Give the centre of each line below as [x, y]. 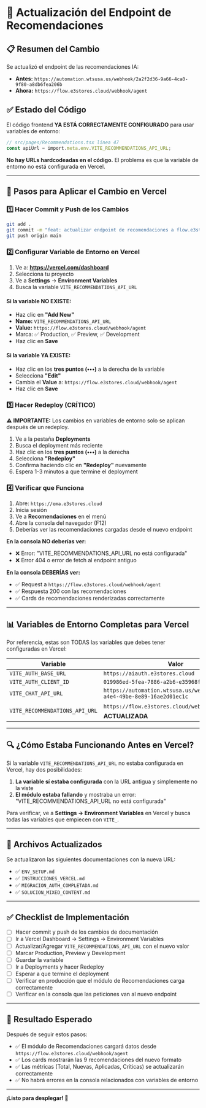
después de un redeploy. [38, 427]
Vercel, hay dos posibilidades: [44, 769]
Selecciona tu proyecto [44, 274]
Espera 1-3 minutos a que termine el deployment [76, 471]
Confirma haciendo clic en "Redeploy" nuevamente [81, 465]
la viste [24, 788]
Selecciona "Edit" [38, 375]
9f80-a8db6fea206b [39, 85]
